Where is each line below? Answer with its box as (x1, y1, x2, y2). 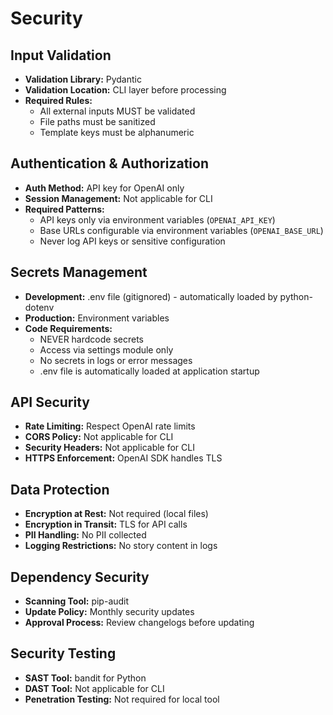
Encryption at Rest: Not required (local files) (24, 508, 209, 520)
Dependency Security (10, 568, 150, 586)
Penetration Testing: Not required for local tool (24, 693, 220, 705)
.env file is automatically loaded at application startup (39, 365, 260, 377)
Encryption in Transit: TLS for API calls (24, 518, 188, 531)
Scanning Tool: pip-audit (24, 595, 130, 607)
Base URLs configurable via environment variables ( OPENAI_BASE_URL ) (39, 224, 324, 236)
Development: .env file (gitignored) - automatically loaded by (24, 290, 278, 302)
